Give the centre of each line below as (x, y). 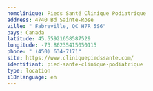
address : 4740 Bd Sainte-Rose (51, 20)
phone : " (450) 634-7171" (44, 52)
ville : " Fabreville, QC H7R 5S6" (57, 26)
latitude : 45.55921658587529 (49, 39)
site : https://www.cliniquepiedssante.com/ (71, 58)
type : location (29, 70)
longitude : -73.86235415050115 (52, 45)
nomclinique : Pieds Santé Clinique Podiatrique (77, 13)
